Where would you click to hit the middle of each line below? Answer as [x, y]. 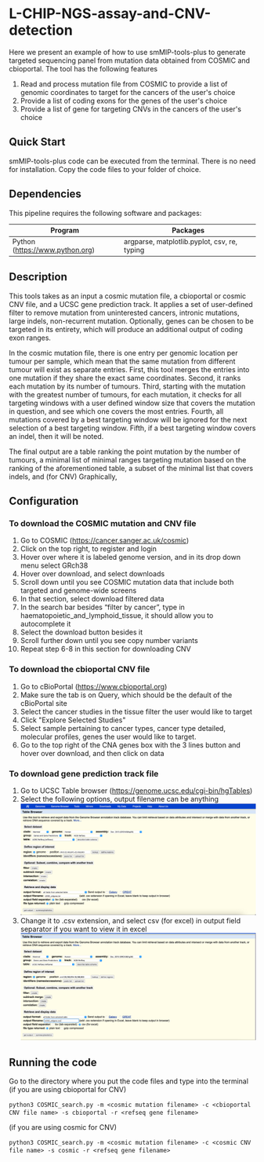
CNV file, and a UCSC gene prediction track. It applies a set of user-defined [131, 304]
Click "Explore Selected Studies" [73, 720]
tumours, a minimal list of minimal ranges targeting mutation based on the [128, 459]
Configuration [44, 501]
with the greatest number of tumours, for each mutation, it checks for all [125, 394]
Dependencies [45, 194]
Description [38, 277]
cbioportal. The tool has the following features [83, 68]
